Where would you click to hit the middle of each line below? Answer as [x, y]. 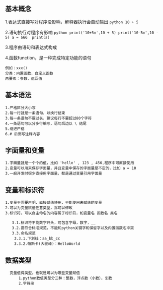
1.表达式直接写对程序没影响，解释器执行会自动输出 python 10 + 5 [72, 22]
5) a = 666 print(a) [28, 37]
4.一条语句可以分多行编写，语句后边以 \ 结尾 [46, 123]
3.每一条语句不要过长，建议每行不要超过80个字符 [48, 118]
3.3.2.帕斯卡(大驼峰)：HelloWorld [47, 244]
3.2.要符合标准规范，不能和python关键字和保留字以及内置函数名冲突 [73, 228]
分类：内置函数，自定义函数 [29, 73]
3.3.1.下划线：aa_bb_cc [37, 239]
